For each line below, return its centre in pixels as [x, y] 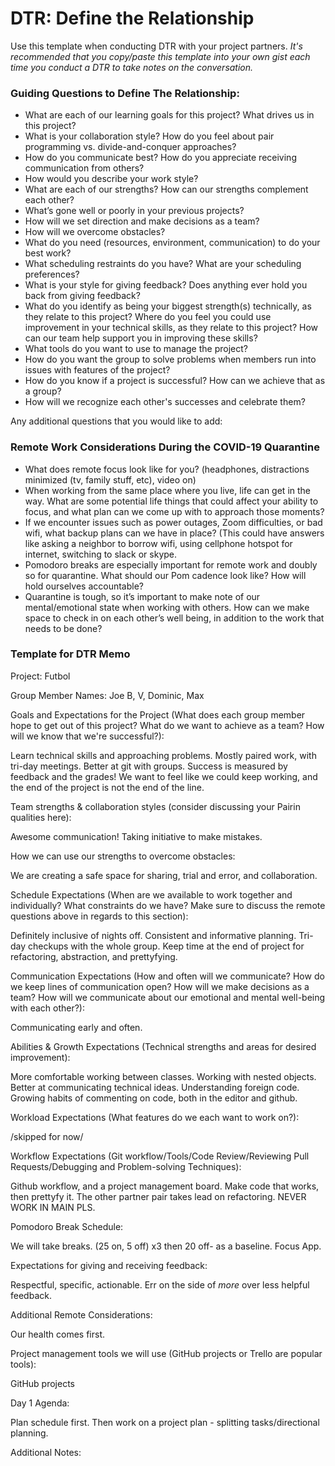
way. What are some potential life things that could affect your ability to [171, 501]
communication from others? [84, 168]
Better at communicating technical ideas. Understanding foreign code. [155, 1087]
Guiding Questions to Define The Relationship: [125, 93]
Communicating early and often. [76, 1027]
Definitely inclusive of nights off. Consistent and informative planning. [153, 935]
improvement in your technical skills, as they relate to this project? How [171, 328]
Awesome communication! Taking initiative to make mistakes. [136, 836]
